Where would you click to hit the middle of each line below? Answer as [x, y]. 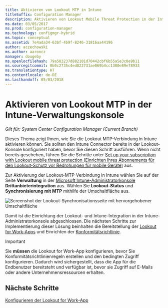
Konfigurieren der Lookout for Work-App [47, 300]
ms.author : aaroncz [25, 52]
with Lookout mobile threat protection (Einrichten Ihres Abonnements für [80, 160]
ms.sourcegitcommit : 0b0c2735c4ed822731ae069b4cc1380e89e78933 [72, 66]
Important [15, 241]
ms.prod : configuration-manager [39, 29]
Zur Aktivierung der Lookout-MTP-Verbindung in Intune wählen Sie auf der [82, 175]
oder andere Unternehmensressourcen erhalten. [55, 272]
